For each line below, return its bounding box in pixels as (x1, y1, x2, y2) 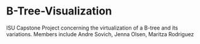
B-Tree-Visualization (6, 4, 113, 18)
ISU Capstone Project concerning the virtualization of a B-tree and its (6, 24, 178, 31)
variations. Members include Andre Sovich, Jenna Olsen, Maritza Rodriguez (6, 30, 194, 37)
